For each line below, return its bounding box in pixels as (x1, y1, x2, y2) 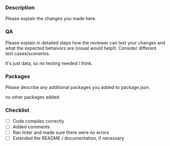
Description (5, 4, 35, 11)
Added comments (12, 124, 50, 130)
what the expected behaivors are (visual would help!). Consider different (5, 45, 156, 51)
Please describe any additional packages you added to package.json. (5, 84, 151, 90)
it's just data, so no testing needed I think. (5, 60, 93, 66)
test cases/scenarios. (5, 50, 50, 57)
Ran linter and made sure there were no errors (12, 129, 109, 135)
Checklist (5, 107, 29, 114)
